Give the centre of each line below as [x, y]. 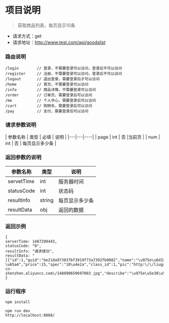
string [47, 200]
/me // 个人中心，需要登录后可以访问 [51, 101]
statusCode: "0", [23, 246]
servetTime [21, 181]
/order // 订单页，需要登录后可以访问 [49, 95]
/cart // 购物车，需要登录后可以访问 [49, 106]
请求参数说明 [21, 125]
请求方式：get [27, 36]
